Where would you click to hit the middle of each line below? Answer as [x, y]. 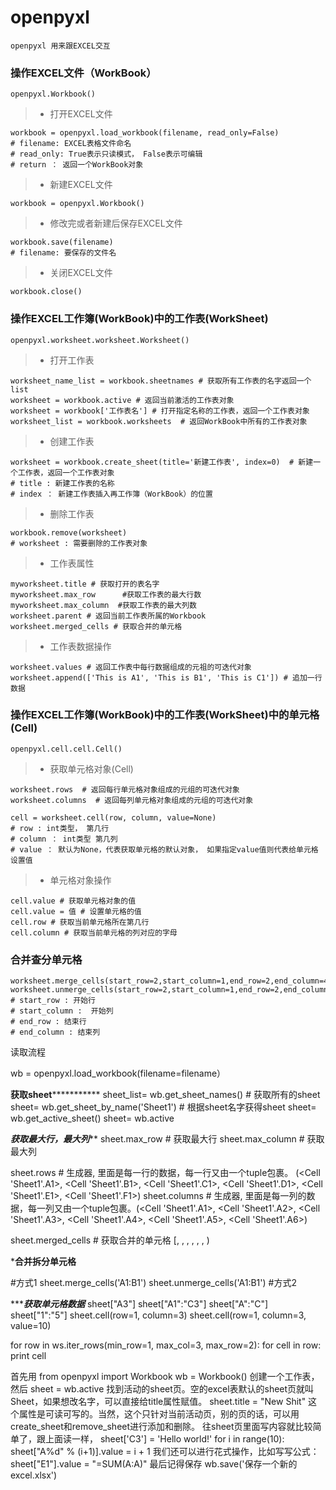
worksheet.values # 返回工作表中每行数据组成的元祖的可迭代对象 [131, 667]
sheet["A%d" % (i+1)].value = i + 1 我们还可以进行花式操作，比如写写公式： [165, 1452]
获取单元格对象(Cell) [91, 768]
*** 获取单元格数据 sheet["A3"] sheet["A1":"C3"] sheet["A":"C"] [139, 1304]
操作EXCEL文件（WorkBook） [83, 73]
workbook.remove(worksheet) [69, 532]
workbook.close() [46, 292]
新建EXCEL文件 [81, 185]
